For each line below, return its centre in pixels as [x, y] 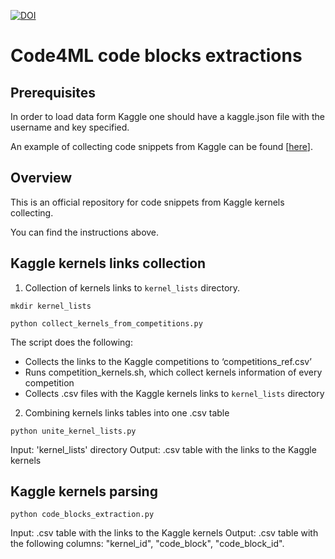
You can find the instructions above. [85, 232]
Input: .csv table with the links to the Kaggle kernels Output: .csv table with [164, 533]
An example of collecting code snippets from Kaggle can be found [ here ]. [161, 146]
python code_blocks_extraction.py [82, 515]
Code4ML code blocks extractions [156, 56]
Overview [41, 178]
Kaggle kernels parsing [84, 491]
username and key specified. [70, 127]
